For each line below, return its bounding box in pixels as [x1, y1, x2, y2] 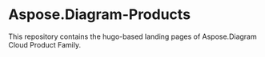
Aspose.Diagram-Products [8, 6, 191, 24]
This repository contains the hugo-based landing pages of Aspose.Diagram [8, 32, 258, 41]
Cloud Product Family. [8, 40, 82, 49]
